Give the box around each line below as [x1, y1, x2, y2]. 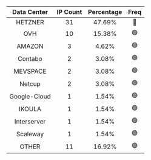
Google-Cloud [9, 92, 51, 100]
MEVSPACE [13, 67, 47, 75]
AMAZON [16, 42, 44, 50]
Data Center [12, 8, 49, 16]
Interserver [14, 117, 46, 125]
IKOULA [19, 105, 41, 113]
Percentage [87, 8, 122, 16]
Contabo [18, 54, 42, 63]
